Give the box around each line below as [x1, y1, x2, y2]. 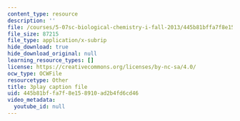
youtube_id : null [14, 103, 66, 110]
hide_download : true [7, 43, 69, 51]
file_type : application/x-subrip [7, 37, 107, 44]
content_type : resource [7, 10, 79, 18]
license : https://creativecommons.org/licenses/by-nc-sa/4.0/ [7, 63, 196, 70]
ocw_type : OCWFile [7, 70, 62, 77]
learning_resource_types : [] [7, 57, 94, 64]
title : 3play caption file [7, 83, 88, 90]
